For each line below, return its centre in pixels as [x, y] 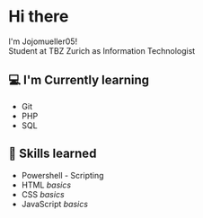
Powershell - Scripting [62, 175]
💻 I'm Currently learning [79, 80]
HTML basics [46, 185]
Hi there [39, 17]
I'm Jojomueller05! [43, 41]
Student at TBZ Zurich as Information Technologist [102, 50]
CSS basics [43, 194]
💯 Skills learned [53, 154]
